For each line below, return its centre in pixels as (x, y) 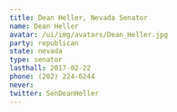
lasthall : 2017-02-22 (50, 69)
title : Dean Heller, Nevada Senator (79, 18)
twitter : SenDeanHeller (54, 93)
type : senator (36, 60)
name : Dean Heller (44, 26)
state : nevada (36, 51)
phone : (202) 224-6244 (52, 77)
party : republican (44, 43)
